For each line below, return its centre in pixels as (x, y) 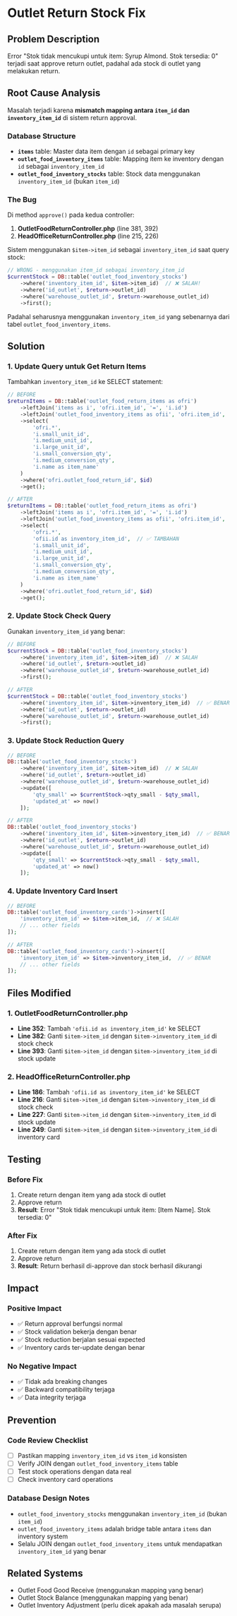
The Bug (22, 200)
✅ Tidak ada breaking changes (62, 1382)
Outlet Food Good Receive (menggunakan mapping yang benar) (110, 1591)
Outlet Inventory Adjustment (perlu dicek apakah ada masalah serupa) (120, 1605)
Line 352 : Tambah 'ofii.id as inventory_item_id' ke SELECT (109, 1029)
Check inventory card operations (65, 1480)
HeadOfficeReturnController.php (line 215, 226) (88, 236)
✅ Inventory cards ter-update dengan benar (81, 1348)
